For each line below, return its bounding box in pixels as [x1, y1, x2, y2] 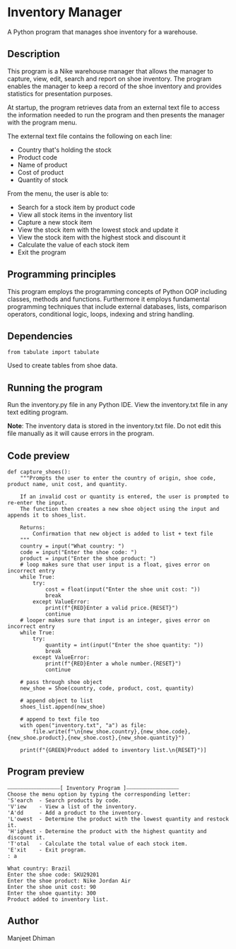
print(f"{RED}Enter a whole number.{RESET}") [45, 660, 182, 667]
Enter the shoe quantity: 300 [7, 890, 97, 897]
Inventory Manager [7, 4, 122, 20]
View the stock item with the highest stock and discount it [17, 232, 186, 241]
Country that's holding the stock [17, 146, 112, 154]
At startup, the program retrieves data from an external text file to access [7, 103, 220, 112]
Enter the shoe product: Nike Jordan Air [7, 877, 131, 884]
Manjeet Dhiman [7, 933, 55, 942]
